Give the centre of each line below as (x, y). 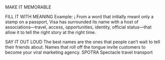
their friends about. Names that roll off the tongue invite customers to (75, 47)
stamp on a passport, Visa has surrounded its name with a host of (72, 22)
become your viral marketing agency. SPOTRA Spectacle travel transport (79, 52)
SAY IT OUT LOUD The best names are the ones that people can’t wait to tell (82, 42)
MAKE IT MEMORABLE (28, 7)
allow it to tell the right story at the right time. (50, 32)
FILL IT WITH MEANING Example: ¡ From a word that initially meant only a (79, 16)
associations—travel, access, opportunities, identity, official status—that (78, 27)
